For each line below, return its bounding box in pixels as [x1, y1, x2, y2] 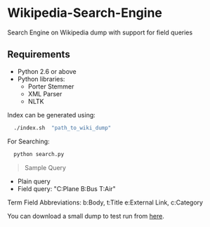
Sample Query [24, 163, 67, 171]
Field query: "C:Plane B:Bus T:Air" [17, 184, 116, 193]
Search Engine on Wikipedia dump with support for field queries [7, 28, 193, 37]
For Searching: [7, 137, 51, 145]
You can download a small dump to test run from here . [7, 212, 165, 220]
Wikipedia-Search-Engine [7, 5, 163, 21]
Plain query [17, 177, 51, 186]
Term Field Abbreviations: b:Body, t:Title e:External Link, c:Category [7, 198, 204, 207]
